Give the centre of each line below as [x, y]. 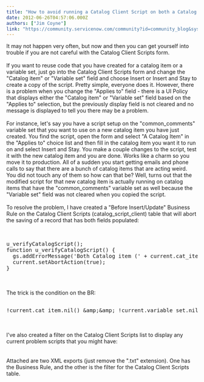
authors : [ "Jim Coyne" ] [36, 23]
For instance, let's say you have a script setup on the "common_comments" [101, 124]
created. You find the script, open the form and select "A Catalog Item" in [98, 137]
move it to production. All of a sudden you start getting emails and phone [98, 162]
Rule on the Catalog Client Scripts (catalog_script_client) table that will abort [101, 214]
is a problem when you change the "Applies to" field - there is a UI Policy [97, 91]
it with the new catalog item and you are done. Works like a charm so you [98, 156]
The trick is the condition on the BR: [51, 293]
